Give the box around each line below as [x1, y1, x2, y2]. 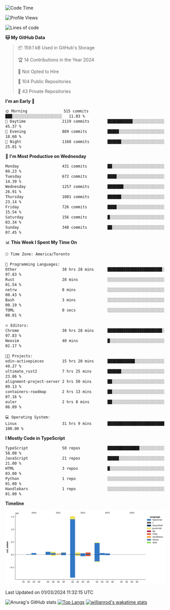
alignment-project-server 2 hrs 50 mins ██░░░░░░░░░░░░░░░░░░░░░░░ [5, 379, 165, 384]
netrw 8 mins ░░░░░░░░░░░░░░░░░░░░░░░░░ [5, 287, 165, 293]
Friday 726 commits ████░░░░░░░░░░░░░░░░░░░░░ [5, 204, 165, 209]
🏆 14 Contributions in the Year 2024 [17, 57, 95, 63]
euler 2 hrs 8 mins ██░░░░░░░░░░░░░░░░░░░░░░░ [5, 400, 165, 405]
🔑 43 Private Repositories [17, 88, 71, 94]
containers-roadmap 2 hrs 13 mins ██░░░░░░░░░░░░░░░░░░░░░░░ [5, 389, 165, 394]
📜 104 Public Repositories [17, 78, 71, 84]
